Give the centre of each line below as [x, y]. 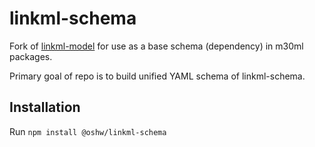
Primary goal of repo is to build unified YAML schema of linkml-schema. [157, 76]
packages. [31, 56]
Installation [45, 107]
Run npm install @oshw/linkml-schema [88, 131]
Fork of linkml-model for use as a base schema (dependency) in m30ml [156, 46]
